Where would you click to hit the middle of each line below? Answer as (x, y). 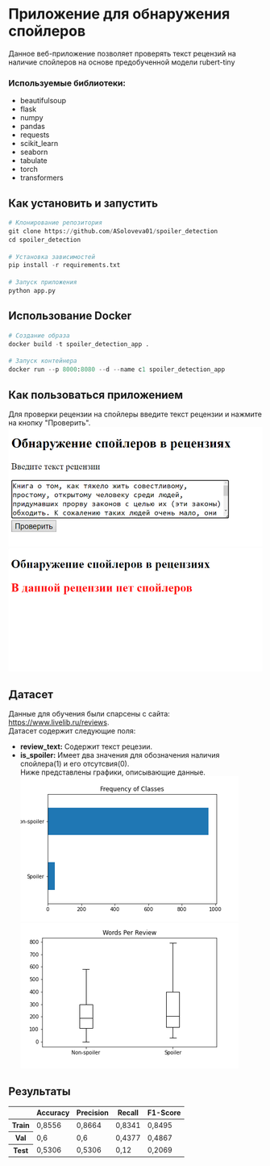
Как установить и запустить (83, 203)
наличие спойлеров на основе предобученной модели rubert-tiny (122, 62)
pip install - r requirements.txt (64, 265)
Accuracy (53, 1113)
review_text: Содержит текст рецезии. (86, 746)
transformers (42, 178)
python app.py (32, 291)
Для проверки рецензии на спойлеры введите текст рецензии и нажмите (135, 414)
